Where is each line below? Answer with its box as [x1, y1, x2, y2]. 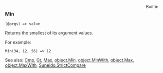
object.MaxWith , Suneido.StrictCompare [5, 62, 86, 68]
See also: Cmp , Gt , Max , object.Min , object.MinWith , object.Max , [5, 57, 134, 63]
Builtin [145, 4, 159, 9]
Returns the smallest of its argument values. [5, 30, 93, 36]
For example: [5, 40, 32, 45]
